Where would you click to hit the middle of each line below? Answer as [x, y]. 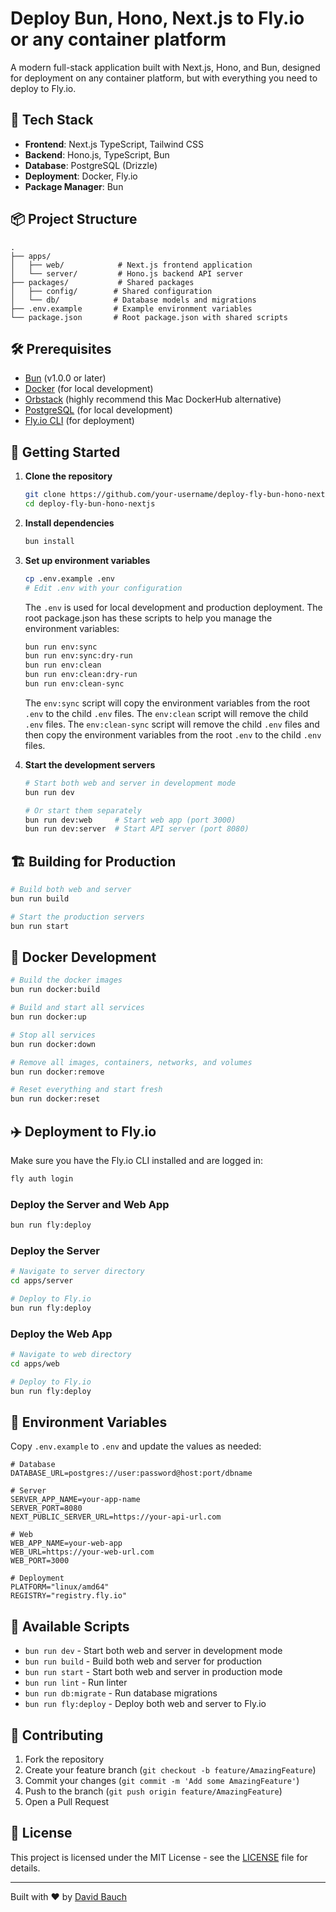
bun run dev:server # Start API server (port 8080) [137, 829]
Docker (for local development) [89, 389]
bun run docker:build [55, 990]
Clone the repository [68, 476]
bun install [49, 541]
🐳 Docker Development [83, 957]
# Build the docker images [66, 980]
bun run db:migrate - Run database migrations [121, 1693]
